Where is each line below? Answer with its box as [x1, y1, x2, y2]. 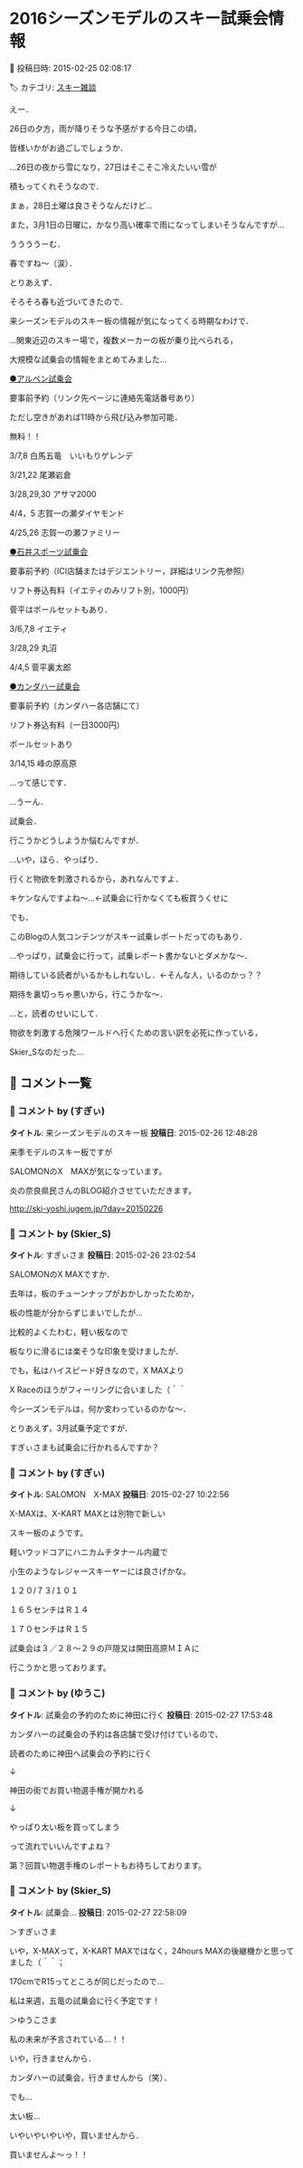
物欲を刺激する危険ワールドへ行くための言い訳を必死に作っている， [9, 1027, 263, 1037]
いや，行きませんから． [9, 2052, 97, 2064]
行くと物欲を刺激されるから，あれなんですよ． [9, 873, 184, 883]
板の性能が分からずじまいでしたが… [9, 1307, 143, 1318]
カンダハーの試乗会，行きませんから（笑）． [9, 2072, 172, 2083]
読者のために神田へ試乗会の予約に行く [9, 1748, 152, 1759]
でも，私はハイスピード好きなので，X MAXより [9, 1364, 185, 1376]
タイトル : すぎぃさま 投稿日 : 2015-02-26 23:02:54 [9, 1249, 196, 1260]
